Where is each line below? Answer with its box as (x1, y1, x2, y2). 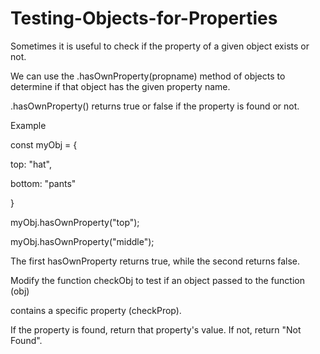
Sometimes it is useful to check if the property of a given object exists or (10, 40, 310, 52)
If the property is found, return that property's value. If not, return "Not (10, 323, 302, 336)
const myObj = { (10, 138, 78, 151)
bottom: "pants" (10, 177, 77, 189)
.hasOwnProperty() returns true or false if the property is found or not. (10, 100, 300, 112)
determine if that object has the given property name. (10, 80, 231, 92)
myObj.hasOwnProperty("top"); (10, 216, 140, 228)
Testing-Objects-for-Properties (10, 7, 278, 30)
